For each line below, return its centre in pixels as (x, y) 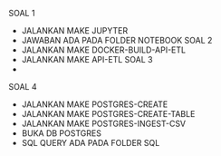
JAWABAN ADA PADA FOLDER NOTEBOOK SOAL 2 (117, 40)
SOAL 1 (22, 13)
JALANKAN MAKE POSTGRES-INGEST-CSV (104, 123)
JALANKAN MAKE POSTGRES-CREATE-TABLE (108, 114)
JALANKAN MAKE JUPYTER (75, 30)
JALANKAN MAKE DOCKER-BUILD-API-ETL (104, 50)
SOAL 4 (23, 87)
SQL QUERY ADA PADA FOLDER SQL (91, 143)
